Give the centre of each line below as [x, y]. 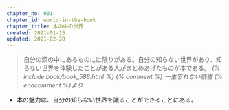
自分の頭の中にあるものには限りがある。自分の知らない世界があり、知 [123, 60]
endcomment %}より [53, 85]
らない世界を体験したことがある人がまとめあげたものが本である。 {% [122, 68]
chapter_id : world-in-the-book [51, 20]
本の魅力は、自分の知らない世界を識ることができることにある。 [107, 100]
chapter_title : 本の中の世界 [45, 26]
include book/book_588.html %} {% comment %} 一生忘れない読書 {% [123, 77]
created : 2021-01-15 [36, 33]
